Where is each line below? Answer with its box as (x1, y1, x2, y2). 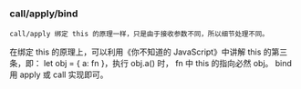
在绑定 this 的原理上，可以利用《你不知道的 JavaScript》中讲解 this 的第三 (9, 46, 288, 57)
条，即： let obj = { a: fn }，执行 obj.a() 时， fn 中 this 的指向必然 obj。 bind (9, 58, 292, 69)
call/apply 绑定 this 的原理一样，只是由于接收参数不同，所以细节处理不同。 (9, 30, 269, 39)
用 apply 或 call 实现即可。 (9, 69, 109, 80)
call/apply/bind (9, 7, 78, 20)
